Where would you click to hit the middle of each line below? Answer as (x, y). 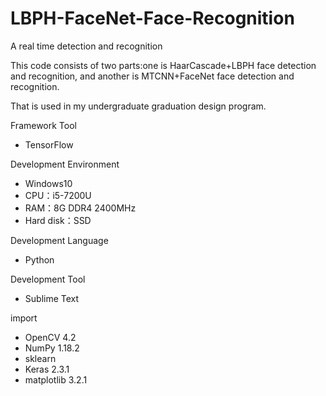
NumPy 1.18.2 (52, 348)
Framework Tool (43, 125)
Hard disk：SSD (58, 220)
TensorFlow (49, 144)
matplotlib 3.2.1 (56, 379)
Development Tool (48, 279)
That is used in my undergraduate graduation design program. (138, 106)
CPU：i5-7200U (58, 195)
